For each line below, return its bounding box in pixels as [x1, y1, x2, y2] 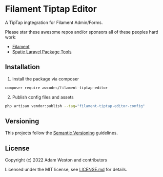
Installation [5, 63, 40, 71]
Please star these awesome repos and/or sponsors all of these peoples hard [5, 29, 159, 35]
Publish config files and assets [12, 94, 74, 100]
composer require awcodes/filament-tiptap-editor [5, 85, 108, 90]
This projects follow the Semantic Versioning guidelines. [5, 130, 118, 136]
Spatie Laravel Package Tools [12, 49, 72, 55]
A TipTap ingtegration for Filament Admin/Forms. [5, 20, 103, 25]
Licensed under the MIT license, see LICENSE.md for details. [5, 167, 127, 173]
